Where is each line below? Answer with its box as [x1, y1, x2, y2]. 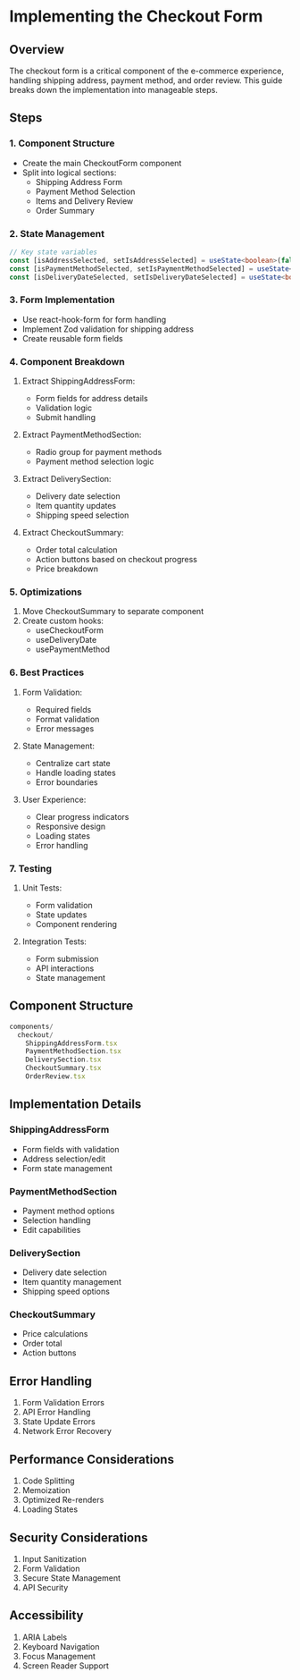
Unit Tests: [21, 882, 62, 893]
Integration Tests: [21, 936, 87, 947]
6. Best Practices [9, 666, 85, 679]
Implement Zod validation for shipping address [21, 324, 195, 334]
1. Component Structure [9, 137, 115, 149]
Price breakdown [35, 563, 99, 574]
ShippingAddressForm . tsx [25, 1039, 118, 1048]
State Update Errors [21, 1416, 96, 1427]
